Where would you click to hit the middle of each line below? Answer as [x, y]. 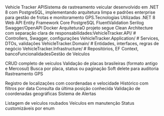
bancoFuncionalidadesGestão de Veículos [47, 54]
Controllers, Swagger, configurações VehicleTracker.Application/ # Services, [82, 38]
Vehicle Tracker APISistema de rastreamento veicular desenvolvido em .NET [82, 7]
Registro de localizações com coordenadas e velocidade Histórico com [77, 83]
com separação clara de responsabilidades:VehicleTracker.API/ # [70, 33]
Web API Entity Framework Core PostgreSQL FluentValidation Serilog [75, 23]
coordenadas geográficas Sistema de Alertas [51, 93]
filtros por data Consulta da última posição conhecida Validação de [73, 88]
